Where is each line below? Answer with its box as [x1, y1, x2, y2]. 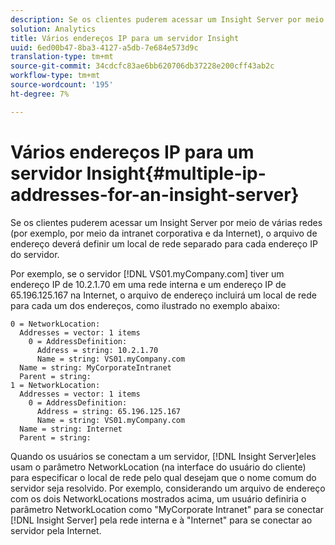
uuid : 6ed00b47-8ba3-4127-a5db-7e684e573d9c [10, 42, 199, 53]
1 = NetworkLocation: [10, 380, 101, 390]
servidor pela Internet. [10, 524, 102, 536]
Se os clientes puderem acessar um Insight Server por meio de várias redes [10, 216, 323, 228]
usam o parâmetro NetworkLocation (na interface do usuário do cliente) [10, 461, 307, 473]
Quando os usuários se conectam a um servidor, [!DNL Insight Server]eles [10, 450, 317, 462]
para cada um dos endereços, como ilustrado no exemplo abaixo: [10, 299, 281, 311]
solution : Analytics [10, 24, 97, 34]
